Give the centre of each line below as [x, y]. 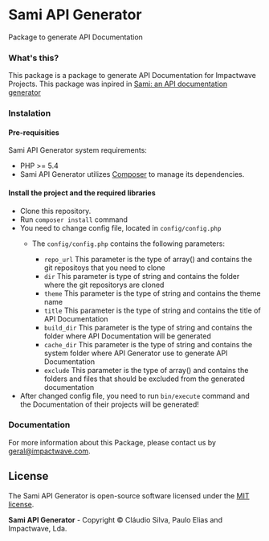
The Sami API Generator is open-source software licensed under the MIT [129, 495]
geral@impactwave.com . [49, 451]
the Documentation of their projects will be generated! [109, 404]
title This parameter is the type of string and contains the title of [152, 310]
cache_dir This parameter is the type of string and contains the [148, 344]
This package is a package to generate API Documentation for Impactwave [132, 76]
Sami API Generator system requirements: [77, 150]
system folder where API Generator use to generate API [136, 353]
